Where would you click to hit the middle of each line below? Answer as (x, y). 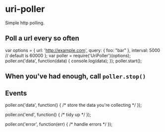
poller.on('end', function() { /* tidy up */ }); (48, 114)
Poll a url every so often (42, 38)
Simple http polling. (25, 23)
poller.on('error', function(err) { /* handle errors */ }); (59, 124)
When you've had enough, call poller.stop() (76, 76)
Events (16, 93)
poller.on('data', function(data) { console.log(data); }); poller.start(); (74, 61)
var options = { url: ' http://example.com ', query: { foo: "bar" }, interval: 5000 (82, 50)
